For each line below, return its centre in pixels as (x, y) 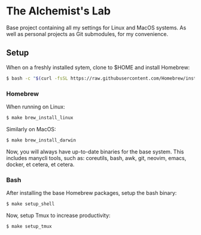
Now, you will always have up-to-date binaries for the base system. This (95, 152)
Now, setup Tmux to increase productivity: (58, 215)
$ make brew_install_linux (40, 117)
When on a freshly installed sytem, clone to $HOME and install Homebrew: (98, 67)
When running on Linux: (36, 107)
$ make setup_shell (31, 204)
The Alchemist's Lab (58, 11)
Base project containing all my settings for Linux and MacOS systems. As (96, 28)
